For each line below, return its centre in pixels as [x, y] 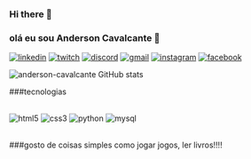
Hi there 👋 [31, 14]
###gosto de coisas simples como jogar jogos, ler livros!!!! [116, 145]
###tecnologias [38, 91]
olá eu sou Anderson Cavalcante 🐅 [85, 37]
